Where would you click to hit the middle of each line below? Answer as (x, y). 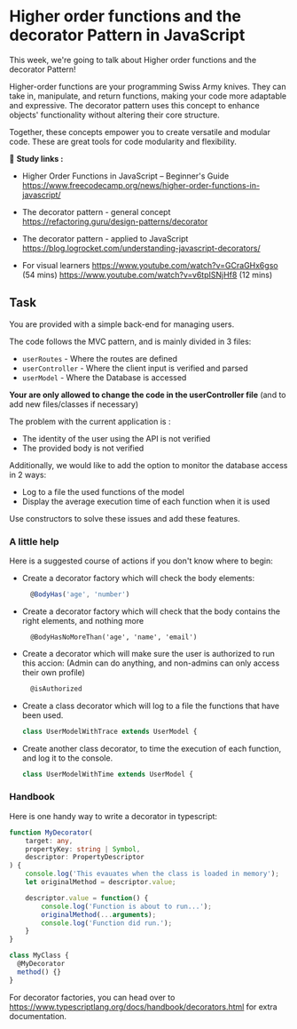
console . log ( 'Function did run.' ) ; (107, 923)
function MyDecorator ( (51, 833)
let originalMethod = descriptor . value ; (101, 882)
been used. (43, 715)
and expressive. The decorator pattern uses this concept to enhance (134, 105)
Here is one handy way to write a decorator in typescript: (113, 816)
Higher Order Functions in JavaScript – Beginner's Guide (125, 176)
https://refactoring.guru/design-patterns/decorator (115, 221)
